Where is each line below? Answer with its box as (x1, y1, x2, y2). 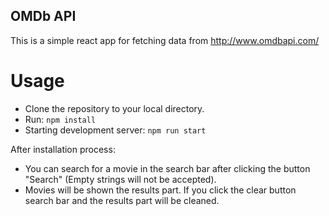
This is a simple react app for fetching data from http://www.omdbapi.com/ (10, 34, 320, 46)
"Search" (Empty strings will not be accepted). (24, 173, 217, 185)
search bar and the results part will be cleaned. (24, 194, 220, 206)
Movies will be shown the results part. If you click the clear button (24, 184, 297, 196)
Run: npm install (24, 113, 97, 125)
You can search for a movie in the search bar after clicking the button (24, 162, 311, 174)
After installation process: (10, 143, 116, 155)
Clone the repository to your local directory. (24, 102, 205, 114)
